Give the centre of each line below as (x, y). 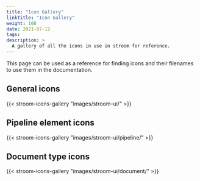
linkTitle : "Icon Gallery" (41, 18)
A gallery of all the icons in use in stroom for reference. (91, 46)
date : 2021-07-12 (28, 29)
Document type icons (48, 156)
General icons (33, 89)
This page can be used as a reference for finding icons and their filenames (100, 63)
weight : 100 (21, 23)
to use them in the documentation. (49, 69)
